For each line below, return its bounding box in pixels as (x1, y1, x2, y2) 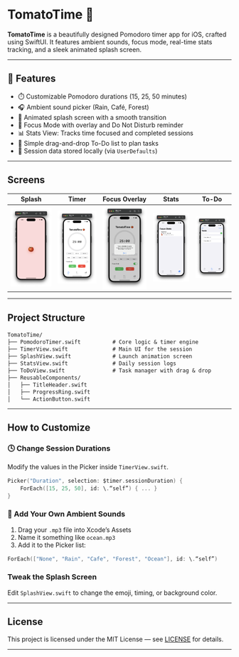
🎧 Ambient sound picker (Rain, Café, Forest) (17, 103, 149, 111)
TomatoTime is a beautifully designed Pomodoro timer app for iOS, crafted (7, 30, 227, 39)
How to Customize (7, 421, 91, 434)
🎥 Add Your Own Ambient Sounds (7, 509, 126, 519)
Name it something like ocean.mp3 (17, 533, 116, 541)
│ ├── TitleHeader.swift (7, 381, 87, 388)
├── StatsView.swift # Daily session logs (7, 360, 176, 367)
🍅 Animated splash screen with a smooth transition (17, 113, 167, 121)
